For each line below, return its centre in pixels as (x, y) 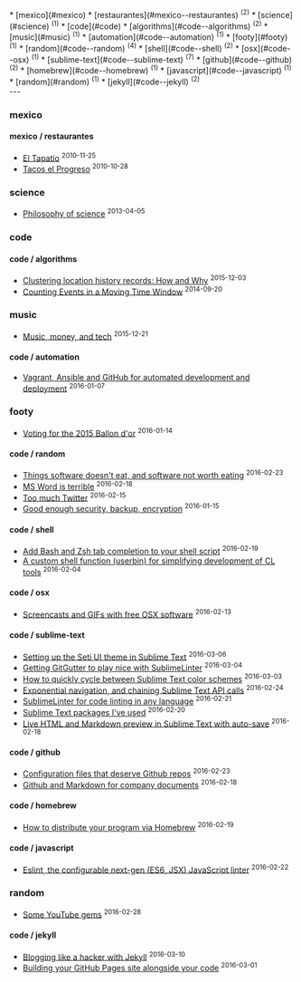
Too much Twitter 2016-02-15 (74, 496)
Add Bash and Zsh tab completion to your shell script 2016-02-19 (141, 550)
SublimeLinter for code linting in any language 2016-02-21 (127, 700)
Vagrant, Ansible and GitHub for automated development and (136, 377)
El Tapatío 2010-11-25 (59, 157)
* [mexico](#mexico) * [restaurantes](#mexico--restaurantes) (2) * (132, 14)
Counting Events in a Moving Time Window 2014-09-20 (122, 291)
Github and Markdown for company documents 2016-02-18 (130, 784)
